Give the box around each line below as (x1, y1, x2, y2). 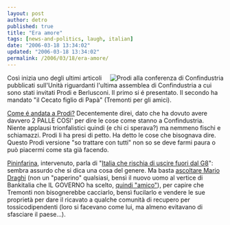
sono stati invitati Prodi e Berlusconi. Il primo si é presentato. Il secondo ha (7, 88, 218, 96)
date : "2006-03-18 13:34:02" (7, 42, 91, 49)
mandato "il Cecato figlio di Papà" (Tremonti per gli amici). (7, 96, 172, 104)
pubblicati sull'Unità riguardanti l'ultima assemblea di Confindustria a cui (7, 81, 212, 89)
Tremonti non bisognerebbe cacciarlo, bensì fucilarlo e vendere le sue (7, 188, 206, 196)
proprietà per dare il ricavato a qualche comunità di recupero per (7, 195, 191, 204)
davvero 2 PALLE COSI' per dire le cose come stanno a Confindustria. (7, 116, 205, 125)
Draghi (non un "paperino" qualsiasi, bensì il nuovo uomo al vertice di (7, 173, 203, 182)
